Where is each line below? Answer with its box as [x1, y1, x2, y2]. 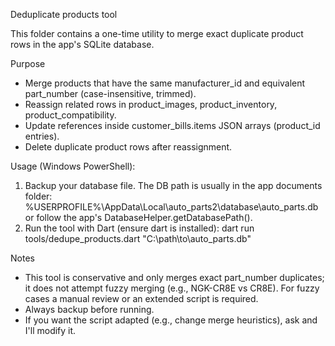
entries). [24, 130, 60, 142]
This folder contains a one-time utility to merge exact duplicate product [10, 28, 304, 39]
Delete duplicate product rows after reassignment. [24, 141, 233, 153]
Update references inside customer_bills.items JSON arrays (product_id [24, 120, 321, 131]
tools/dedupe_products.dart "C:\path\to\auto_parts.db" [24, 233, 252, 244]
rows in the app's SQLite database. [10, 39, 155, 50]
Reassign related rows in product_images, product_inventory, [24, 99, 278, 110]
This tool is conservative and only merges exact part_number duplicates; [24, 272, 325, 283]
